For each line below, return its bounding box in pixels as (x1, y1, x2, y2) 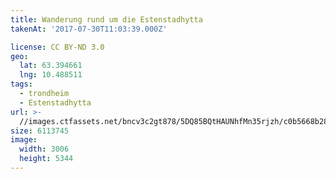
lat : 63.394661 (19, 61, 83, 71)
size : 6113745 (10, 126, 70, 136)
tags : (10, 79, 33, 90)
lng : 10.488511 (19, 70, 83, 80)
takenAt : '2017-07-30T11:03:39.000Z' (10, 24, 168, 34)
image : (10, 135, 38, 145)
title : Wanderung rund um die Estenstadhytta (10, 14, 203, 25)
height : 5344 (19, 154, 74, 164)
